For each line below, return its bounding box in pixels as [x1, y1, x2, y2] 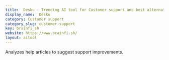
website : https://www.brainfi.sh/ [5, 30, 78, 35]
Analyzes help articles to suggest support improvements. [5, 48, 124, 55]
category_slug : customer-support [5, 21, 75, 26]
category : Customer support [5, 16, 64, 21]
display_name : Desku [5, 12, 51, 17]
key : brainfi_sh [5, 26, 39, 31]
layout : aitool [5, 35, 37, 40]
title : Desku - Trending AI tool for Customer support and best [5, 7, 145, 12]
